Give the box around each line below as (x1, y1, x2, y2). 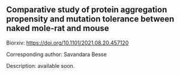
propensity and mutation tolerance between (6, 14, 175, 24)
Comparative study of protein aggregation (6, 5, 167, 15)
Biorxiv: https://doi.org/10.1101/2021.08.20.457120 (6, 39, 129, 46)
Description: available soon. (6, 62, 75, 69)
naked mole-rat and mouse (6, 23, 109, 33)
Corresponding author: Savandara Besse (6, 51, 107, 58)
